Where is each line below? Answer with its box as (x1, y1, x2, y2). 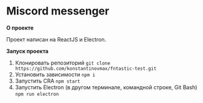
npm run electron (15, 91, 59, 97)
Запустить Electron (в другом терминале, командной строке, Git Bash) (15, 83, 198, 91)
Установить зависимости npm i (15, 70, 96, 78)
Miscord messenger (6, 4, 110, 18)
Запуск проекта (6, 47, 48, 55)
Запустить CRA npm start (15, 77, 81, 84)
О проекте (6, 24, 34, 31)
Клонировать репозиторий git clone (15, 59, 111, 66)
